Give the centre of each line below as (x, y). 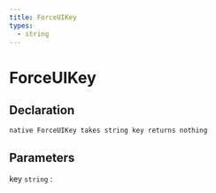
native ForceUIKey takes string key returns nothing (108, 131)
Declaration (42, 110)
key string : (31, 179)
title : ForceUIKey (43, 17)
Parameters (42, 157)
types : (21, 26)
